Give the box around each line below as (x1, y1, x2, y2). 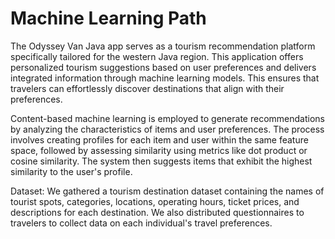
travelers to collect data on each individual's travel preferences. (10, 217, 273, 229)
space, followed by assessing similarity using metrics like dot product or (10, 144, 308, 156)
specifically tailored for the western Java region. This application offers (10, 50, 304, 62)
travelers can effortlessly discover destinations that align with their (10, 82, 285, 94)
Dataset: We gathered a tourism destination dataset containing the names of (10, 185, 325, 197)
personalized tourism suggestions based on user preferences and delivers (10, 61, 317, 73)
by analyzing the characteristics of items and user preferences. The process (10, 123, 325, 135)
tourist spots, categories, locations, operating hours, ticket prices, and (10, 195, 300, 207)
